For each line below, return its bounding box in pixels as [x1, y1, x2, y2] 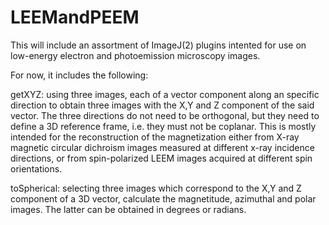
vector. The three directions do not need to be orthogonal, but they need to [10, 109, 320, 121]
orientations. [10, 162, 63, 175]
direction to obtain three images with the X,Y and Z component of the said [10, 99, 315, 111]
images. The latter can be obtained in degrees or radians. [10, 203, 247, 215]
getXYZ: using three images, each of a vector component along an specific [10, 88, 320, 100]
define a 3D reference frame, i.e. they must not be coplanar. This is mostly [10, 120, 317, 132]
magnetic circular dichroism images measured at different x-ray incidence [10, 141, 315, 153]
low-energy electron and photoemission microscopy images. [10, 49, 261, 61]
